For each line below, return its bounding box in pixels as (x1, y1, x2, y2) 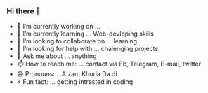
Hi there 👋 (6, 6, 41, 16)
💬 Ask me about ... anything (16, 52, 97, 60)
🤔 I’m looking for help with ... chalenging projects (16, 45, 159, 53)
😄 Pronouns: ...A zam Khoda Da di (16, 70, 117, 78)
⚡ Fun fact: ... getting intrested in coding (16, 78, 134, 86)
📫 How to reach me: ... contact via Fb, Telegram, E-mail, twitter (16, 59, 202, 69)
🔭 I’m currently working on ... (16, 22, 100, 31)
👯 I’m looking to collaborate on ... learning (16, 37, 138, 45)
